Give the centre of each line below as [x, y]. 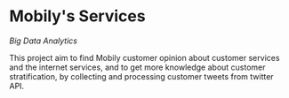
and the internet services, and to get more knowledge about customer [137, 67]
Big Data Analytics [44, 41]
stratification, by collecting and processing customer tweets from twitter [141, 76]
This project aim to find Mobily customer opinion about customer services [144, 57]
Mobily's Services [77, 16]
